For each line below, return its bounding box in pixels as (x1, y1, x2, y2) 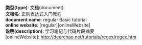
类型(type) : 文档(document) (5, 5, 64, 10)
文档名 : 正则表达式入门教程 (5, 11, 62, 17)
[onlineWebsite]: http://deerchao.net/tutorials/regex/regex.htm (5, 34, 137, 40)
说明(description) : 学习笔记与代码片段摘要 (5, 28, 94, 34)
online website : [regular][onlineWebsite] (5, 22, 91, 28)
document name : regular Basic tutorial (5, 17, 87, 22)
